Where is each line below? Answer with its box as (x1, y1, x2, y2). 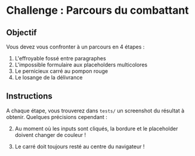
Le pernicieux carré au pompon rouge (14, 68, 109, 75)
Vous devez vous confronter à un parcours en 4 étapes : (6, 43, 145, 50)
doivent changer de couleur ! (14, 131, 86, 138)
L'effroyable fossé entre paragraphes (14, 55, 106, 62)
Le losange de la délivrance (14, 74, 83, 81)
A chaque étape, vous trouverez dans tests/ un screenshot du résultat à (6, 107, 185, 114)
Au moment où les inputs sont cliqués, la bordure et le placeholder (14, 125, 178, 132)
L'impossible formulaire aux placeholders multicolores (14, 61, 148, 68)
